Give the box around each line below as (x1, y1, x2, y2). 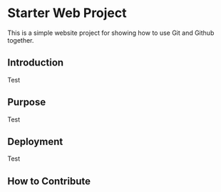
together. (7, 36, 34, 44)
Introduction (7, 57, 64, 69)
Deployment (7, 135, 63, 147)
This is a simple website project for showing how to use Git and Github (7, 28, 215, 37)
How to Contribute (7, 175, 91, 187)
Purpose (7, 96, 46, 108)
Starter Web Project (7, 5, 127, 21)
